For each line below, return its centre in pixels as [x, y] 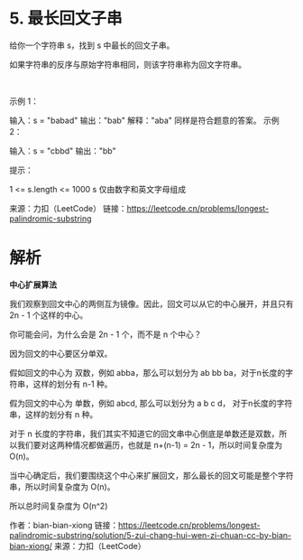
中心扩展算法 [33, 285]
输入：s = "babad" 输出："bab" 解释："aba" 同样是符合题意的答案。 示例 [144, 120]
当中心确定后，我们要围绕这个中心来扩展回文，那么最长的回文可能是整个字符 [151, 475]
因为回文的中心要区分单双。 [61, 353]
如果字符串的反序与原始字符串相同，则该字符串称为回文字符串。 [128, 64]
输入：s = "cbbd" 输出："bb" [63, 151]
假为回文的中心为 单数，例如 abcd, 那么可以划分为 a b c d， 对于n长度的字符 [151, 403]
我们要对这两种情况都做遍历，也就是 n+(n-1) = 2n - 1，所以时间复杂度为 [150, 444]
